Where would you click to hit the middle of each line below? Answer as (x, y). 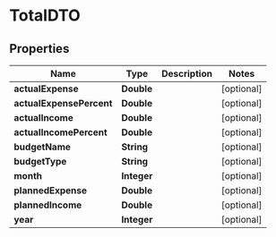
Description (187, 74)
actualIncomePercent (60, 132)
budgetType (40, 161)
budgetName (43, 147)
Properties (39, 49)
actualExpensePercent (63, 103)
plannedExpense (51, 190)
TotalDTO (45, 16)
